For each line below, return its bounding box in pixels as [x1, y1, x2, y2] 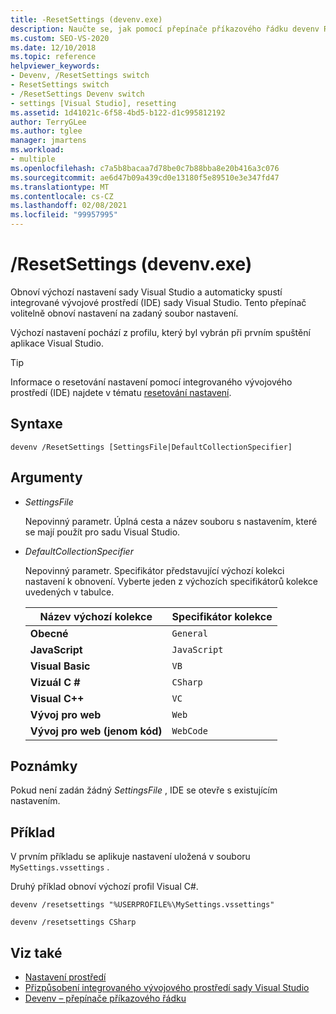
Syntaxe [10, 416, 63, 433]
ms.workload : [10, 145, 65, 155]
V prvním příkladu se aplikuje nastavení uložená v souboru [10, 851, 251, 863]
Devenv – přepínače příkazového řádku [24, 992, 187, 1004]
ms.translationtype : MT [10, 182, 110, 192]
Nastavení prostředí [24, 971, 107, 983]
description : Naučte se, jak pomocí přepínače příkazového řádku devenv [10, 24, 320, 34]
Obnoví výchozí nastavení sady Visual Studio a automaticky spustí [10, 286, 283, 298]
